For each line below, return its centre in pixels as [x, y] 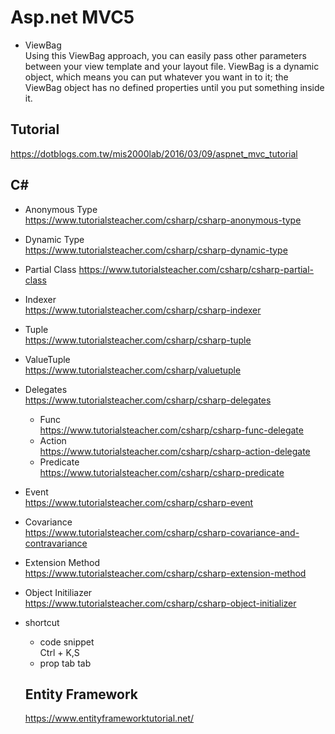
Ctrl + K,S [59, 652]
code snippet [67, 642]
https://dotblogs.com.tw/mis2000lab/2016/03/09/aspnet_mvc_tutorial [154, 153]
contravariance [56, 543]
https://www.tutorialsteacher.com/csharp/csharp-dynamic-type [156, 250]
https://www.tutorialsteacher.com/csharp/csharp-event [139, 502]
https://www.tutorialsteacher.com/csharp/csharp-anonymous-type [163, 220]
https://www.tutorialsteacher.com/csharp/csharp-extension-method [165, 573]
